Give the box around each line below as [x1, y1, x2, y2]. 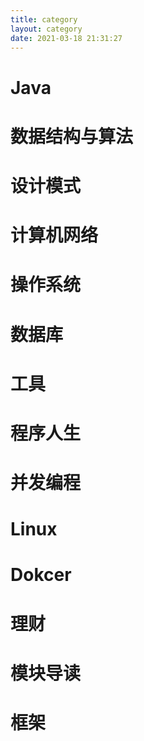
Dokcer [10, 564, 72, 586]
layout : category [10, 24, 83, 34]
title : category [10, 14, 78, 25]
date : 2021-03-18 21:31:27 [10, 33, 123, 43]
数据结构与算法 [10, 125, 134, 148]
